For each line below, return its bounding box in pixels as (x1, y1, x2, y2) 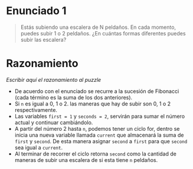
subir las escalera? (20, 36, 67, 43)
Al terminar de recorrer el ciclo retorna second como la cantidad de (14, 150, 177, 157)
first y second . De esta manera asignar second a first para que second (14, 137, 188, 145)
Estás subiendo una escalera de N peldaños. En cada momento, (20, 24, 176, 31)
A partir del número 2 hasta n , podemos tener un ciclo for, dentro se (14, 125, 180, 132)
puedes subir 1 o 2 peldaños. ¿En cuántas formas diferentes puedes (20, 29, 186, 37)
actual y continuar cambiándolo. (14, 119, 93, 126)
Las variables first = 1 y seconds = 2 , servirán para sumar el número (14, 112, 185, 120)
